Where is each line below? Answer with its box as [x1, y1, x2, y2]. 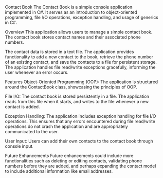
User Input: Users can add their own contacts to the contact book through [5, 138, 153, 144]
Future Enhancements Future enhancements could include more [5, 153, 134, 159]
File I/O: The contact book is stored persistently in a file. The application [5, 93, 149, 99]
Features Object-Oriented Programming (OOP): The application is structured [5, 79, 158, 85]
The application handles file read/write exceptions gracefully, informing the [5, 64, 156, 70]
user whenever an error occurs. [5, 70, 69, 75]
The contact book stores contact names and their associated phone [5, 34, 141, 40]
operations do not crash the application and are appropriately [5, 124, 128, 129]
